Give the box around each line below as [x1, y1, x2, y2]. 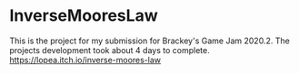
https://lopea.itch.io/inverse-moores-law [9, 54, 162, 65]
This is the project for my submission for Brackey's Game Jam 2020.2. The [9, 35, 291, 46]
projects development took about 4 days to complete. [9, 44, 211, 55]
